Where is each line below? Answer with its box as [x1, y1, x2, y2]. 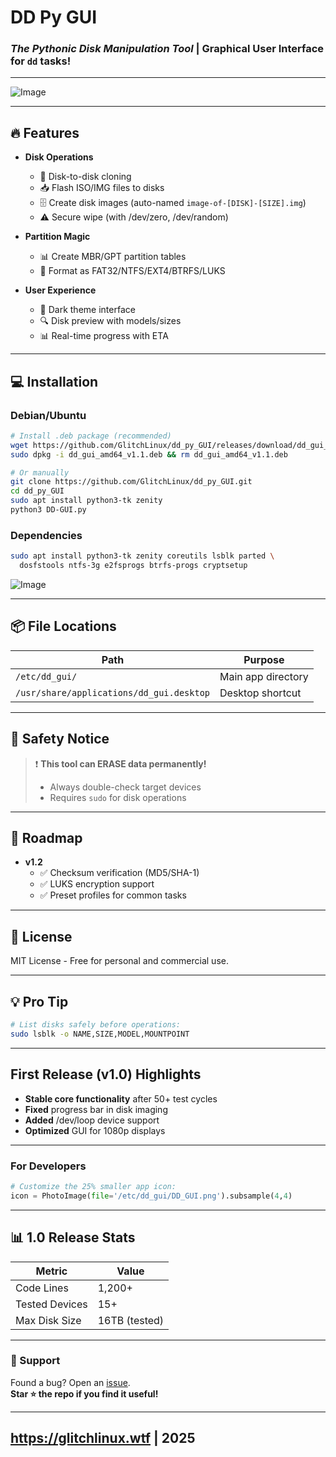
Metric [35, 1264, 68, 1278]
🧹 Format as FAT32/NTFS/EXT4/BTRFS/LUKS [39, 265, 226, 277]
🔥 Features [10, 124, 80, 141]
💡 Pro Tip [10, 993, 69, 1010]
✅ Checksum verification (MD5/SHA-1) [39, 867, 200, 879]
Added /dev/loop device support [24, 1114, 160, 1126]
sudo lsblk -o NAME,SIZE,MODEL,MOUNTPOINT [10, 1029, 190, 1039]
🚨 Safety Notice [10, 731, 110, 748]
